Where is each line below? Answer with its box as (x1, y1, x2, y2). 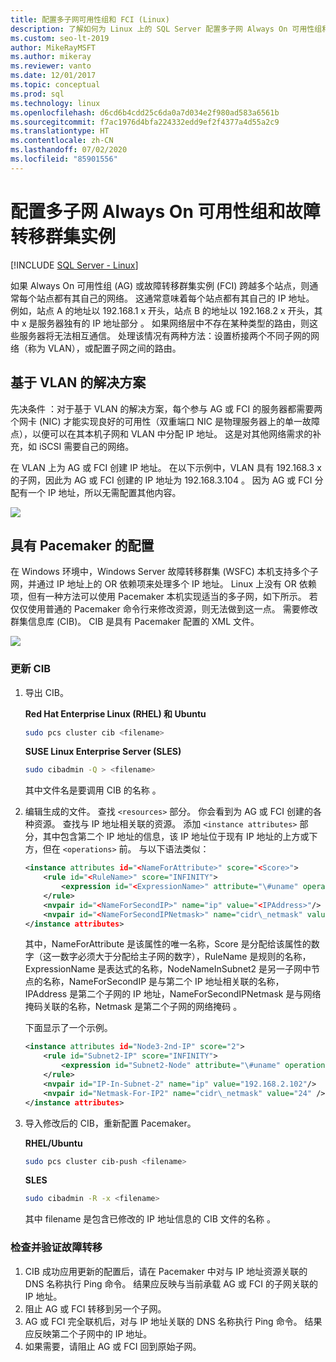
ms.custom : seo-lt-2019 (10, 33, 110, 43)
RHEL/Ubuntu (24, 1137, 83, 1149)
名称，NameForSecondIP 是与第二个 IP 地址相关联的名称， (42, 976, 285, 988)
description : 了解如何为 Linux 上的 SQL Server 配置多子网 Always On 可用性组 (10, 24, 323, 34)
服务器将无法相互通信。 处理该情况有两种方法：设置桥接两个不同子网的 (18, 329, 311, 341)
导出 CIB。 (24, 686, 69, 698)
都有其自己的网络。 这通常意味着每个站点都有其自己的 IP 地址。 (53, 292, 315, 304)
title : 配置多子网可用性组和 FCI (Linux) (10, 14, 170, 25)
